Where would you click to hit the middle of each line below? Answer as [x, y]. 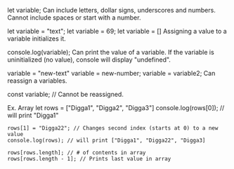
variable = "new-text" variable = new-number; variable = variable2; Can [111, 73]
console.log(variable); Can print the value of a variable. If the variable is [111, 52]
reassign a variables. [37, 81]
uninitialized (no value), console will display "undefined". [89, 60]
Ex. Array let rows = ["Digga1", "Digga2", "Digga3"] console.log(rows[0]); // [116, 108]
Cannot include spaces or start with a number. [74, 18]
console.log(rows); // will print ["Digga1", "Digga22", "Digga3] [106, 140]
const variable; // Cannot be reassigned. [66, 94]
